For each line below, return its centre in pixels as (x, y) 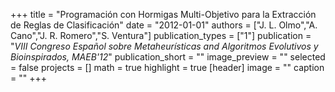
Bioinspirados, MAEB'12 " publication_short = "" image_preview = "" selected (168, 57)
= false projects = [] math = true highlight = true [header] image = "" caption (167, 67)
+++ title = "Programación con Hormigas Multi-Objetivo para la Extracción (163, 14)
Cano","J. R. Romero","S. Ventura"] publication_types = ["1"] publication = (161, 35)
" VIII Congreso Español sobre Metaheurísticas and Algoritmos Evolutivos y (164, 46)
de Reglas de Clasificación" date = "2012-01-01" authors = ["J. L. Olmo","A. (164, 25)
